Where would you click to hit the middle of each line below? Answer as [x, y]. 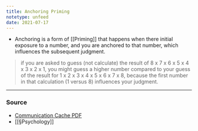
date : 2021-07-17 [27, 22]
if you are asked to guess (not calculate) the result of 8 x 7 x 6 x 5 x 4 [105, 63]
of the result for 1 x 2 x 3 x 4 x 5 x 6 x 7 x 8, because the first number [104, 75]
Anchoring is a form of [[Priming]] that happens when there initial [94, 39]
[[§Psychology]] [34, 122]
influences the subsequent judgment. [60, 52]
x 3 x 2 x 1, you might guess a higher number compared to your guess [105, 69]
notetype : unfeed [27, 17]
